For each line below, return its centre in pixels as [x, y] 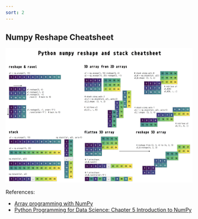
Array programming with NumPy [53, 204]
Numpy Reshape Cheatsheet [60, 38]
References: [20, 192]
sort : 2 [15, 12]
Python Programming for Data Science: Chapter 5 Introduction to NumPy [103, 210]
